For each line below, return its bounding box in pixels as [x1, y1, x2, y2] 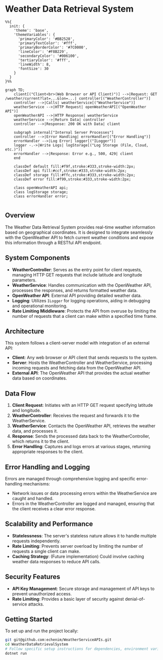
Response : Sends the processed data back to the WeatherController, [12, 434, 150, 439]
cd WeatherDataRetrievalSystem [5, 642, 68, 647]
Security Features [5, 573, 61, 581]
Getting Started [5, 615, 53, 624]
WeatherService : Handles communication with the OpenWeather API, [12, 282, 152, 288]
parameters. [12, 277, 37, 283]
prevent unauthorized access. [12, 591, 72, 596]
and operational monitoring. [12, 303, 68, 309]
